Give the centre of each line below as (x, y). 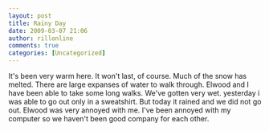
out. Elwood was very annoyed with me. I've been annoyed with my (120, 110)
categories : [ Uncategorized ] (57, 53)
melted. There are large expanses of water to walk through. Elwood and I (128, 84)
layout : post (30, 16)
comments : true (34, 46)
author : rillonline (41, 38)
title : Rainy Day (37, 23)
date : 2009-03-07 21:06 (48, 31)
